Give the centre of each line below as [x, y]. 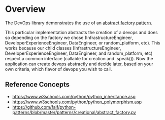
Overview [25, 9]
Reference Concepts [37, 85]
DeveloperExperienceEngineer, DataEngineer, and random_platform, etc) [79, 53]
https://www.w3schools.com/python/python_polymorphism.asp [77, 102]
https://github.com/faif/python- [44, 107]
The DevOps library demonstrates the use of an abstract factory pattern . [79, 23]
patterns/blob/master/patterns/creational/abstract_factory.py [74, 112]
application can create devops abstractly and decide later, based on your [79, 64]
